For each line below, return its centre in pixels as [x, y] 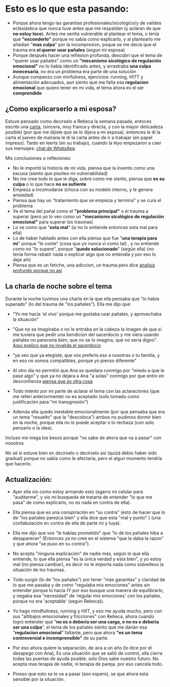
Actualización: [29, 480]
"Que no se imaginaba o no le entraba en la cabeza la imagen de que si [87, 329]
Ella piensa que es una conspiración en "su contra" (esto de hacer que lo [89, 512]
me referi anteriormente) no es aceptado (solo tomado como [76, 396]
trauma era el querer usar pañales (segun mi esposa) [69, 50]
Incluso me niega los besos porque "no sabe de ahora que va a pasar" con [83, 438]
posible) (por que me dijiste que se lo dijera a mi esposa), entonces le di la [83, 132]
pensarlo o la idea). [33, 428]
